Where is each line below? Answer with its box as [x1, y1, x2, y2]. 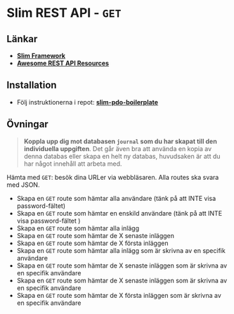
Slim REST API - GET [6, 5, 122, 21]
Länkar [6, 33, 38, 45]
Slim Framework [16, 51, 66, 60]
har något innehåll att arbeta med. [23, 159, 122, 168]
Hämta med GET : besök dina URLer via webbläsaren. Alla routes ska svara [6, 173, 219, 181]
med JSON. [6, 181, 40, 189]
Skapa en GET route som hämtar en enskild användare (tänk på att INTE [16, 209, 223, 217]
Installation [6, 79, 57, 91]
